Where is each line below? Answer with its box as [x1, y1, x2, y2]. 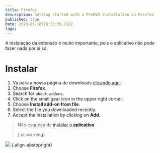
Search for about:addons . [12, 90, 64, 96]
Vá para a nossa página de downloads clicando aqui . [12, 80, 122, 86]
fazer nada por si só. [5, 45, 48, 52]
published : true [5, 17, 39, 22]
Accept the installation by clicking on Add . [12, 112, 101, 118]
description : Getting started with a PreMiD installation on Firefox [5, 12, 154, 17]
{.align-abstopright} [11, 142, 53, 148]
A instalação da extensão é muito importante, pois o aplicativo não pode [5, 40, 155, 46]
